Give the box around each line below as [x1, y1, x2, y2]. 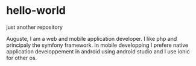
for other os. [6, 54, 37, 61]
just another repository [6, 23, 63, 31]
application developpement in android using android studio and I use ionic [6, 47, 190, 55]
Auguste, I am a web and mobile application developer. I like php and [6, 35, 177, 42]
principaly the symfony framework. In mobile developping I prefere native [6, 41, 189, 49]
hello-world [6, 4, 66, 17]
